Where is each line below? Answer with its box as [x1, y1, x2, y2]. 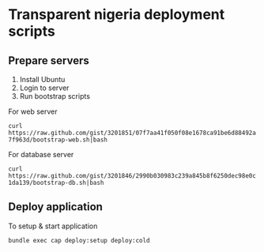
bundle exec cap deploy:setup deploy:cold [8, 236, 150, 244]
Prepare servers [8, 54, 89, 67]
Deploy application [8, 200, 103, 214]
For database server [8, 150, 74, 159]
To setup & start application [8, 221, 98, 231]
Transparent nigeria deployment [8, 6, 225, 24]
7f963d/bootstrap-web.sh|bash [8, 136, 108, 144]
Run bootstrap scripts [19, 92, 91, 100]
